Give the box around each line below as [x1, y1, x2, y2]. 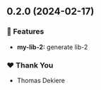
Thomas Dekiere [16, 76, 65, 84]
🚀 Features [6, 27, 44, 37]
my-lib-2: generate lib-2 [16, 42, 88, 51]
